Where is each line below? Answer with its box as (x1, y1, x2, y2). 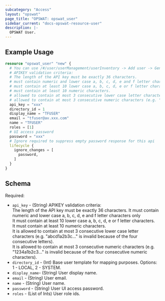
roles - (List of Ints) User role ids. (12, 290, 81, 297)
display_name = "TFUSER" (9, 111, 60, 116)
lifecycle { (9, 143, 34, 148)
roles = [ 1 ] (9, 125, 34, 130)
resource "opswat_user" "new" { (5, 61, 71, 66)
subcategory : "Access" (5, 7, 52, 12)
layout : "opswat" (5, 12, 41, 17)
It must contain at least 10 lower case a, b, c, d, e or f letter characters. (12, 218, 155, 224)
